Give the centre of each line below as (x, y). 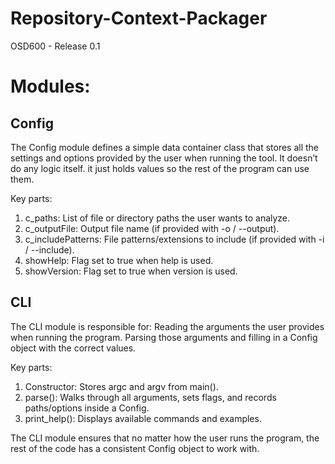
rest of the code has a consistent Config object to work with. (135, 448)
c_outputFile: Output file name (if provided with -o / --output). (152, 228)
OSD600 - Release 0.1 (55, 46)
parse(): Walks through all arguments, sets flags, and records (150, 397)
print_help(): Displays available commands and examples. (143, 418)
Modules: (50, 86)
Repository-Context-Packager (139, 18)
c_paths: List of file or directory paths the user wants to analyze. (157, 218)
